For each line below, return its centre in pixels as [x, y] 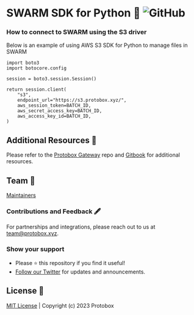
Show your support [35, 249]
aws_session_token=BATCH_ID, [54, 106]
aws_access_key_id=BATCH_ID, [54, 116]
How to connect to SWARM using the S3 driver [77, 32]
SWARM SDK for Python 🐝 [74, 13]
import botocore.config [37, 68]
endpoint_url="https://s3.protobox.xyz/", [72, 101]
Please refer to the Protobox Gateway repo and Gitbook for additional [93, 155]
